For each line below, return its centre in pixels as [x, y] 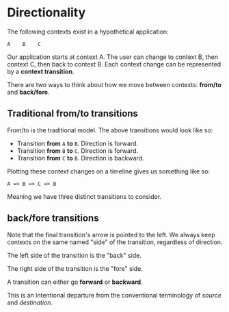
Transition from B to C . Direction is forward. [78, 151]
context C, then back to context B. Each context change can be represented [114, 64]
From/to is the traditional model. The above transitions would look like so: [110, 130]
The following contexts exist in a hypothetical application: [88, 32]
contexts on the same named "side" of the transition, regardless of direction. [115, 242]
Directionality [46, 13]
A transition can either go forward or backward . [75, 282]
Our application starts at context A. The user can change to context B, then [113, 57]
